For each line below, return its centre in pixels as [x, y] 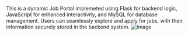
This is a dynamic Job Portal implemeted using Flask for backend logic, [92, 8]
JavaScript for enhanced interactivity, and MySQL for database [82, 15]
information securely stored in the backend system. [68, 27]
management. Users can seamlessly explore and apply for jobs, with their [94, 21]
